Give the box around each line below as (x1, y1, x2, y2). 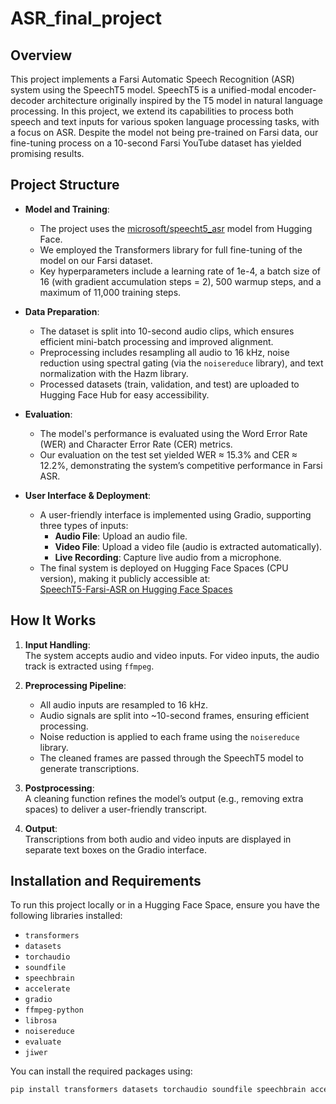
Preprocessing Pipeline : (24, 679, 127, 691)
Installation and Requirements (10, 873, 202, 890)
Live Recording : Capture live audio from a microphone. (54, 551, 282, 563)
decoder (10, 95, 46, 106)
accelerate (24, 984, 71, 994)
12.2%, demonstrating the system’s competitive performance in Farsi (39, 459, 323, 471)
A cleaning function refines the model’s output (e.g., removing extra (24, 792, 304, 804)
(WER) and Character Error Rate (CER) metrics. (39, 438, 233, 450)
